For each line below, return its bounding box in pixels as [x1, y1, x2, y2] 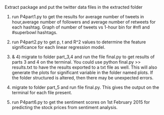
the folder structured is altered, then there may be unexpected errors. [11, 75, 154, 80]
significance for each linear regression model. [11, 44, 106, 50]
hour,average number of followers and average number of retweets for [11, 19, 156, 25]
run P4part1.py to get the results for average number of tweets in [11, 14, 144, 19]
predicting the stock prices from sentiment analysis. [11, 105, 118, 110]
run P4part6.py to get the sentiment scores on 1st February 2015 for [11, 99, 150, 105]
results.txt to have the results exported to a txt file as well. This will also [11, 64, 158, 70]
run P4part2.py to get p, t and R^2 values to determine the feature [11, 39, 146, 45]
